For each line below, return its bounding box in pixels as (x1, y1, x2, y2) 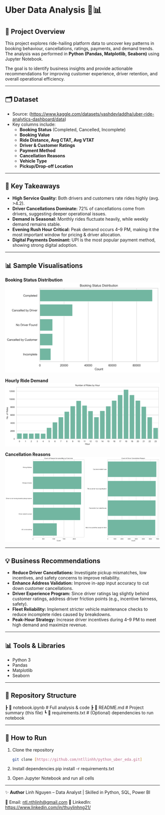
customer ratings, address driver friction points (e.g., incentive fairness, (12, 596, 158, 602)
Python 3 (12, 657, 31, 663)
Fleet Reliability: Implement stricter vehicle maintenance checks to (12, 606, 148, 612)
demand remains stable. (12, 221, 61, 227)
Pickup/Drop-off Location (19, 163, 73, 169)
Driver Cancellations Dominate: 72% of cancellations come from (12, 205, 145, 211)
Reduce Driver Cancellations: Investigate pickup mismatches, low (12, 570, 147, 576)
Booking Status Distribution (5, 277, 63, 283)
